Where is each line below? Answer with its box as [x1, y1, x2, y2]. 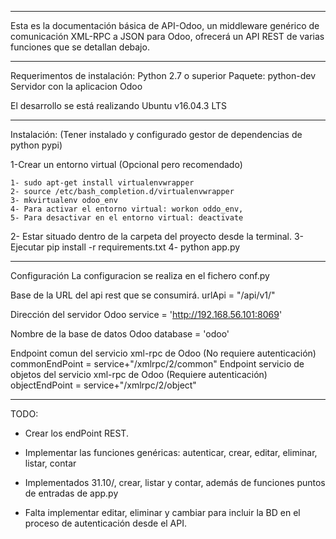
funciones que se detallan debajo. [10, 41, 150, 53]
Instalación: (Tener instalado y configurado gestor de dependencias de [10, 129, 303, 140]
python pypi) [10, 139, 63, 151]
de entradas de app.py [24, 487, 119, 499]
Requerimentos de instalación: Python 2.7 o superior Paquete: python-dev [10, 70, 317, 81]
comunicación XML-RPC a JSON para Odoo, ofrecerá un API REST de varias [10, 31, 325, 42]
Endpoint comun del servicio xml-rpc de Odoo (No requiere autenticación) [10, 347, 317, 359]
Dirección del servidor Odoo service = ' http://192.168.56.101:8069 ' [10, 309, 283, 320]
